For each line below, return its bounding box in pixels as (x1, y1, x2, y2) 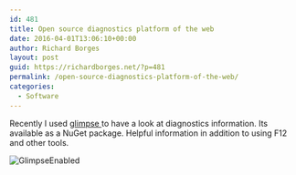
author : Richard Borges (9, 44, 100, 53)
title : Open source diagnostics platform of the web (9, 24, 215, 34)
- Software (17, 91, 59, 100)
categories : (9, 82, 55, 91)
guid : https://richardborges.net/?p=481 (9, 63, 166, 72)
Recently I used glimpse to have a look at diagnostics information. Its (9, 118, 268, 129)
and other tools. (9, 137, 69, 148)
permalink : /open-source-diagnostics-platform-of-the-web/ (9, 73, 239, 82)
